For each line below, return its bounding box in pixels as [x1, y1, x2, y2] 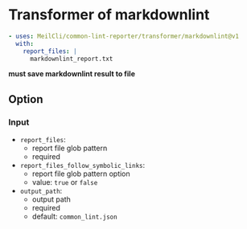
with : [15, 39, 35, 47]
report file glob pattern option [31, 169, 130, 178]
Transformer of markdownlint [8, 6, 210, 24]
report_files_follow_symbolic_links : [19, 161, 146, 170]
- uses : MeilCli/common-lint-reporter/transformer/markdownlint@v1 [8, 32, 240, 40]
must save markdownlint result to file [8, 69, 135, 79]
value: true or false [31, 178, 98, 187]
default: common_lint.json [31, 211, 118, 222]
